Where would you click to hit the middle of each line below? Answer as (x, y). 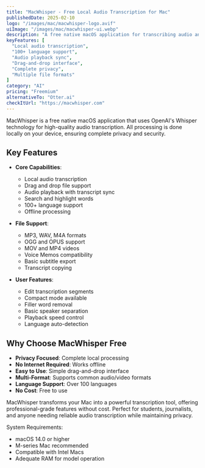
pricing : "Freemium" (33, 92)
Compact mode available (56, 298)
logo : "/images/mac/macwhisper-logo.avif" (61, 23)
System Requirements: (35, 427)
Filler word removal (49, 305)
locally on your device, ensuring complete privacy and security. (86, 133)
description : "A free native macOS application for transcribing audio (99, 35)
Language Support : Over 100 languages (66, 384)
